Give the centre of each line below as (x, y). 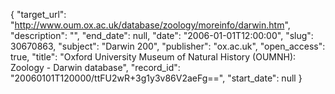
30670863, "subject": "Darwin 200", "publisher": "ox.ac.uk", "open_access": (168, 46)
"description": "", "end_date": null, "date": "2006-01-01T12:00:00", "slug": (162, 35)
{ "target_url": (38, 14)
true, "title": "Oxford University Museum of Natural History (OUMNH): (153, 57)
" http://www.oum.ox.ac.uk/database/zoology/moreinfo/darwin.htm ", (150, 25)
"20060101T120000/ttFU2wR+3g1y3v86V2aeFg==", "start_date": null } (156, 78)
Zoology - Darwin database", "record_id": (95, 67)
